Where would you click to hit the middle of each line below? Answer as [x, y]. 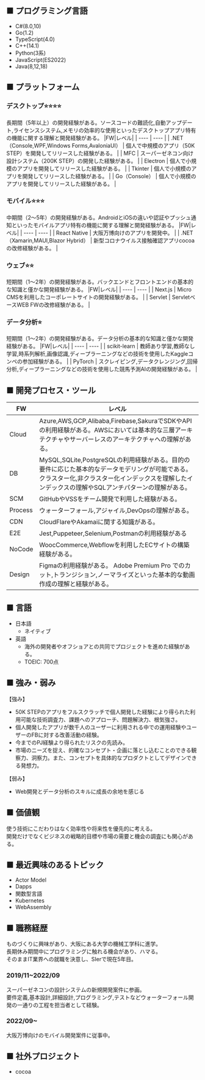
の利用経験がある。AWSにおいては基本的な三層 [107, 430]
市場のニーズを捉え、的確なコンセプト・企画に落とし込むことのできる [103, 750]
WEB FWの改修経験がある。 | [53, 305]
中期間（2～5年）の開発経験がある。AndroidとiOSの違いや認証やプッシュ [99, 217]
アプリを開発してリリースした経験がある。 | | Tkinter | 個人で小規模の [104, 168]
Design [20, 574]
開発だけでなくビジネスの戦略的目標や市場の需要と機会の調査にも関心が [97, 836]
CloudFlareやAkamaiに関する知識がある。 [99, 522]
